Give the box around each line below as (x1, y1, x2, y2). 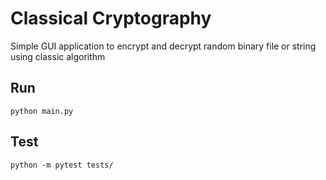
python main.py (10, 106, 74, 116)
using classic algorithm (10, 50, 106, 62)
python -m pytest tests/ (10, 160, 114, 170)
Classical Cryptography (10, 7, 212, 30)
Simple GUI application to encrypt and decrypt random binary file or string (10, 40, 317, 52)
